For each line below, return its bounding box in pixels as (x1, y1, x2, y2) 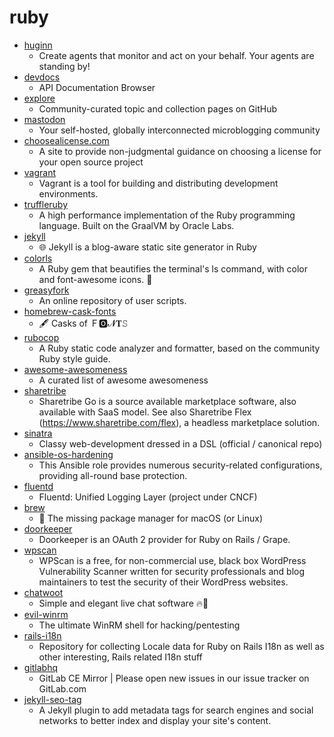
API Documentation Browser (38, 81, 156, 93)
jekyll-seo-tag (23, 693, 82, 705)
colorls (23, 252, 53, 264)
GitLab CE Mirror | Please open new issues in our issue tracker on (38, 672, 310, 684)
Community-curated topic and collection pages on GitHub (38, 102, 278, 115)
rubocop (23, 331, 60, 343)
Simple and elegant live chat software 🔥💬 (38, 597, 209, 609)
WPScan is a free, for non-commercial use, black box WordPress (38, 554, 307, 566)
